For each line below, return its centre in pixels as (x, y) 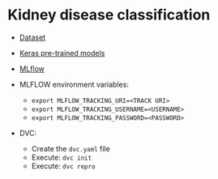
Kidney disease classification (109, 15)
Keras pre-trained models (62, 53)
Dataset (32, 37)
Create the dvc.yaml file (71, 148)
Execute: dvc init (62, 157)
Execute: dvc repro (63, 166)
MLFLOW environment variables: (74, 84)
